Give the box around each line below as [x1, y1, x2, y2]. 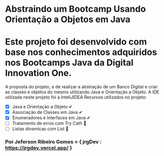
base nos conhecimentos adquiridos [5, 47, 157, 58]
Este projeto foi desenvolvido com [5, 36, 147, 48]
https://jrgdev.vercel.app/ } [5, 145, 72, 152]
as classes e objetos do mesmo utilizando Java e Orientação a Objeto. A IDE [5, 89, 160, 95]
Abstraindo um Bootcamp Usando [5, 3, 146, 15]
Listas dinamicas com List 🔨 [12, 126, 69, 132]
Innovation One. [5, 68, 72, 79]
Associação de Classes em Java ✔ [12, 109, 82, 115]
